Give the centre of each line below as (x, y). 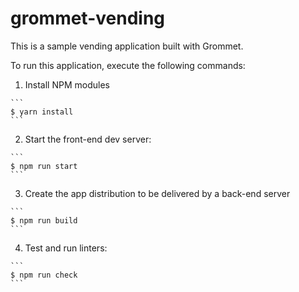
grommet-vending (88, 18)
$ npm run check (44, 275)
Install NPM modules (67, 84)
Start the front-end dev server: (88, 139)
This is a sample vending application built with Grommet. (127, 46)
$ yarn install (42, 112)
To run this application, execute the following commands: (128, 65)
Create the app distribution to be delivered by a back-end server (157, 193)
